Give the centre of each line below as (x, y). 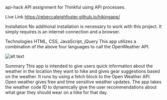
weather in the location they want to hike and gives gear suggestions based (83, 71)
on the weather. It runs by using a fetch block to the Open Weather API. (78, 76)
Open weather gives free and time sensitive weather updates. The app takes (83, 82)
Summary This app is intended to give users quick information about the (79, 66)
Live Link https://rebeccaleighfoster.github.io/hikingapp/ (63, 17)
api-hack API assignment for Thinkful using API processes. (65, 7)
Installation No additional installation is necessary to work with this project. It (83, 26)
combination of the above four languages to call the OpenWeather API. (78, 47)
